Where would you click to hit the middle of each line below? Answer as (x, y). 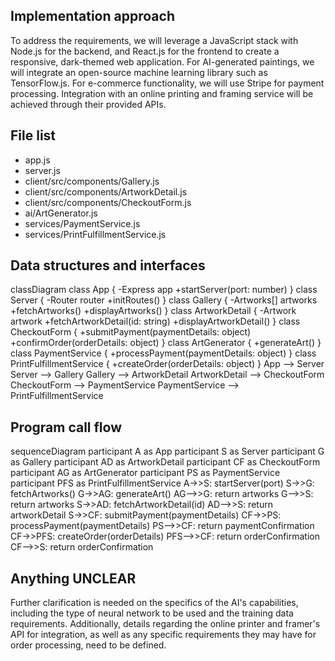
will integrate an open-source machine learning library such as (139, 72)
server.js (42, 170)
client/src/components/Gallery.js (92, 181)
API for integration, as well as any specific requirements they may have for (163, 635)
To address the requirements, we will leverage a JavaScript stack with (154, 40)
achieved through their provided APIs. (88, 104)
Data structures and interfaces (108, 265)
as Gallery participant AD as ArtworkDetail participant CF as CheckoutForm (165, 462)
